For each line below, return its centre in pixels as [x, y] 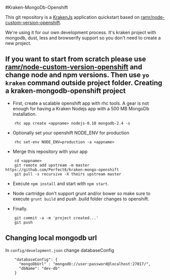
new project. [18, 43]
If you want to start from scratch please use [76, 59]
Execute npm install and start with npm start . [61, 183]
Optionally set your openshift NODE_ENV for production [71, 133]
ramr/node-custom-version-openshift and [74, 67]
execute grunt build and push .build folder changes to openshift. [81, 199]
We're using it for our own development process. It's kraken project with [81, 32]
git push [24, 222]
